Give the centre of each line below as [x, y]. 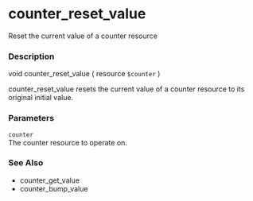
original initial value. [41, 98]
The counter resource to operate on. [68, 142]
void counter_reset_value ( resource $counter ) [84, 74]
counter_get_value [50, 180]
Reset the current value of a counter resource [83, 36]
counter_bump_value [54, 188]
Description [31, 56]
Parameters [31, 118]
